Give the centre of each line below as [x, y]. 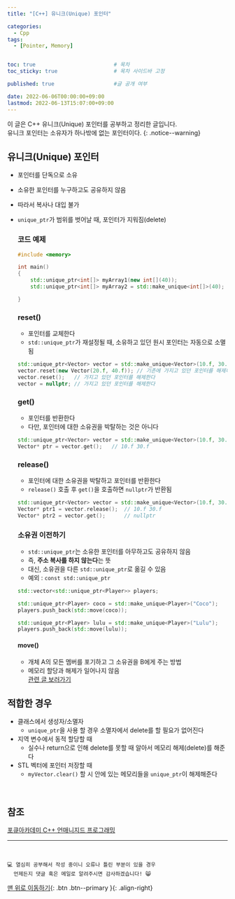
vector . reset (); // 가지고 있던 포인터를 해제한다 [86, 377]
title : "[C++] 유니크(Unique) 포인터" [59, 14]
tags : [15, 39]
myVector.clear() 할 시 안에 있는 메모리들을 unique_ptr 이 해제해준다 [123, 774]
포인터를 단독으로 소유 [48, 175]
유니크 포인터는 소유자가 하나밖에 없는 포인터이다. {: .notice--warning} [104, 132]
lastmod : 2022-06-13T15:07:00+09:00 [60, 103]
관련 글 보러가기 [49, 679]
